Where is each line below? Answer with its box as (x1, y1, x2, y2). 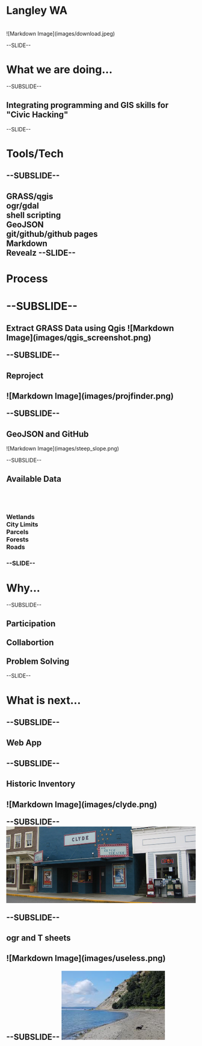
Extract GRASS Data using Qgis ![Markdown (6, 323, 174, 333)
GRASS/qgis (6, 191, 54, 201)
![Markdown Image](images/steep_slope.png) (6, 445, 119, 452)
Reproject (6, 370, 44, 380)
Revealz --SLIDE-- (6, 248, 76, 258)
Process (6, 272, 48, 285)
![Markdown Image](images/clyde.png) (6, 799, 158, 810)
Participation (6, 619, 56, 629)
